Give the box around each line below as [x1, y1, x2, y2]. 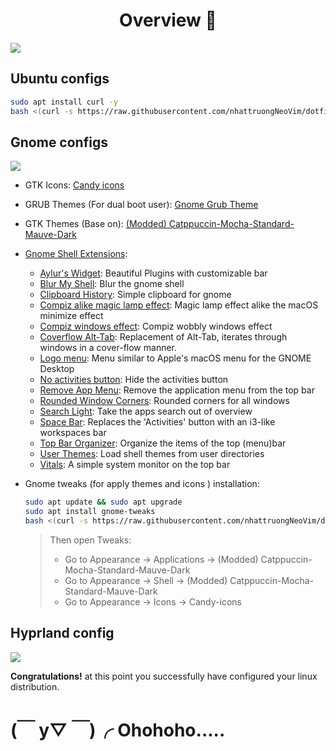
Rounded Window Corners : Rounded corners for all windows [39, 395, 290, 407]
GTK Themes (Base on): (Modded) [24, 218, 167, 230]
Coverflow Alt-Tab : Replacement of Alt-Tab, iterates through [39, 331, 288, 343]
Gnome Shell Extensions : [24, 248, 128, 260]
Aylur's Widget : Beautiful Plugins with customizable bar [39, 267, 268, 279]
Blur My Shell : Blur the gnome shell [39, 278, 185, 290]
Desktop [39, 363, 75, 375]
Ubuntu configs [10, 70, 110, 88]
